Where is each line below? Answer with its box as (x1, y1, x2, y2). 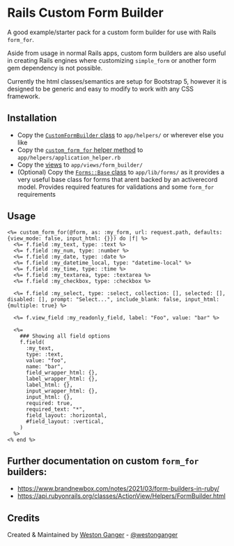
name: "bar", (25, 363, 64, 370)
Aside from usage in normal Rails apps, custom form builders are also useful (7, 49, 226, 57)
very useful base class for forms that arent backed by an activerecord (17, 175, 218, 183)
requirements (17, 190, 56, 198)
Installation (7, 112, 57, 124)
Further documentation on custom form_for (7, 455, 199, 467)
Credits (7, 512, 40, 524)
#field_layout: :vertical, (25, 418, 104, 425)
